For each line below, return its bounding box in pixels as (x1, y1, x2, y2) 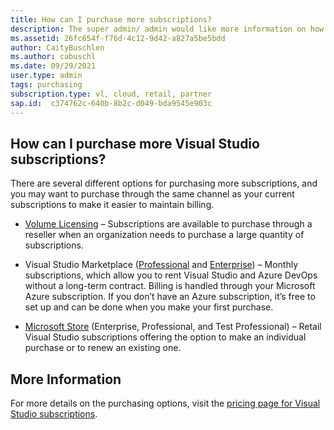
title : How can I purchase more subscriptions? (10, 14, 213, 25)
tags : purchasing (10, 80, 83, 90)
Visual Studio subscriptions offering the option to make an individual (24, 331, 307, 343)
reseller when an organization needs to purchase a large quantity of (24, 229, 305, 241)
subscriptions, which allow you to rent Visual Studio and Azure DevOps (24, 269, 318, 281)
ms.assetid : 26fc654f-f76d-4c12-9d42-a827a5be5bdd (10, 33, 226, 43)
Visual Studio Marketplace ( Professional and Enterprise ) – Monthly (24, 259, 299, 271)
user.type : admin (10, 71, 83, 81)
